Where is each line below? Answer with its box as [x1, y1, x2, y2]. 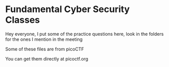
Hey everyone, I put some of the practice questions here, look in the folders [5, 31, 164, 37]
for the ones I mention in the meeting [5, 36, 83, 42]
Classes [5, 14, 40, 26]
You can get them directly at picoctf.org [5, 55, 89, 61]
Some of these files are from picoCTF [5, 46, 84, 52]
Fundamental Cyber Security [5, 4, 130, 15]
